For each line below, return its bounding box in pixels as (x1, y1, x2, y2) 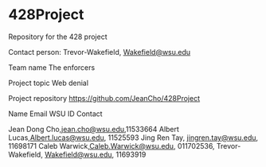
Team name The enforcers (8, 62, 96, 72)
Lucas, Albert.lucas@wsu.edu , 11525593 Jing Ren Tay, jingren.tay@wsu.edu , (8, 133, 259, 142)
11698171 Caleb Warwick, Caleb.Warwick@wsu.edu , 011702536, (8, 141, 215, 150)
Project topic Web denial (8, 78, 89, 87)
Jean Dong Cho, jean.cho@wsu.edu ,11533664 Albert (8, 124, 179, 134)
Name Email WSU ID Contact (8, 109, 103, 118)
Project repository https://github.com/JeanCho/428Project (8, 93, 201, 103)
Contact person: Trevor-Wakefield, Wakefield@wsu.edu (8, 47, 191, 56)
